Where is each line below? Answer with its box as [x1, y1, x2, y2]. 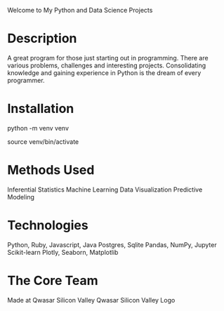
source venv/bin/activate [7, 137, 79, 146]
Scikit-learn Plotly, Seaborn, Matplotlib [7, 248, 119, 256]
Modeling [7, 192, 35, 201]
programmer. [7, 76, 45, 84]
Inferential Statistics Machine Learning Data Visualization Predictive [7, 185, 203, 194]
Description [7, 31, 77, 46]
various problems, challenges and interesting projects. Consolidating [7, 61, 206, 70]
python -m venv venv [7, 124, 69, 132]
